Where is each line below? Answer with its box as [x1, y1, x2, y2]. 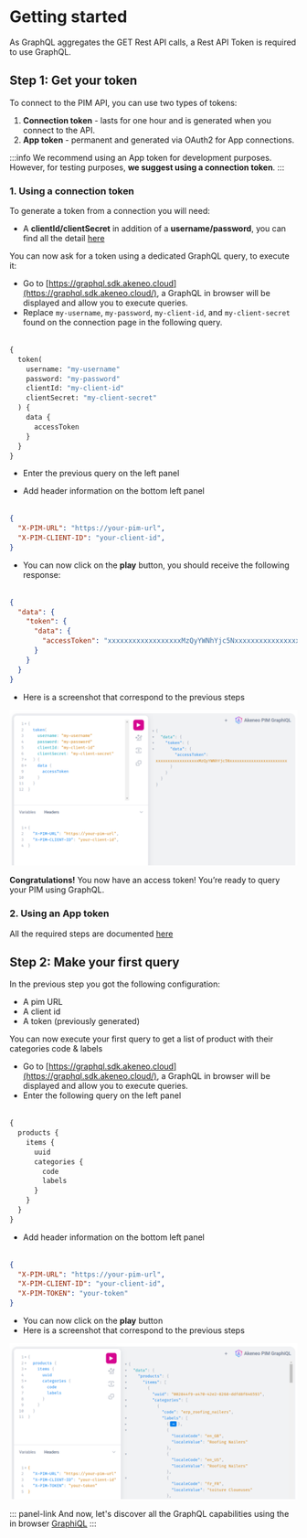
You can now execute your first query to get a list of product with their [9, 1033, 274, 1044]
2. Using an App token [9, 907, 110, 920]
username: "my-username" [26, 364, 121, 374]
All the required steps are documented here [9, 928, 174, 939]
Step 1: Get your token [9, 73, 138, 89]
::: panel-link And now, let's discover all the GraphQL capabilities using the [9, 1508, 290, 1519]
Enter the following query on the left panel [22, 1090, 182, 1101]
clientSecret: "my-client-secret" [26, 393, 157, 403]
